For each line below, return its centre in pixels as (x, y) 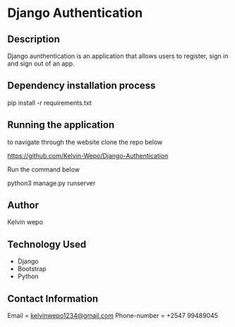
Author (23, 205)
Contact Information (53, 298)
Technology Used (47, 244)
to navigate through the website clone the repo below (85, 142)
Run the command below (43, 169)
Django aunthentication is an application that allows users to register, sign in (118, 56)
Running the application (61, 125)
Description (34, 39)
